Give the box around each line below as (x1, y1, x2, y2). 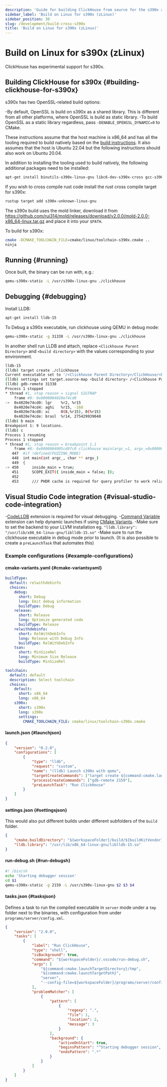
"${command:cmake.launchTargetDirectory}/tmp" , (40, 966, 141, 971)
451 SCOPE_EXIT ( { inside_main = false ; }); (11, 469, 114, 474)
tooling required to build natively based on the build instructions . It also (5, 139, 151, 145)
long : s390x (18, 710, 43, 715)
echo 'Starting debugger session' (5, 873, 77, 878)
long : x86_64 (18, 696, 46, 701)
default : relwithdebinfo (9, 580, 61, 585)
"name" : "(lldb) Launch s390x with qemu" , (31, 768, 121, 773)
